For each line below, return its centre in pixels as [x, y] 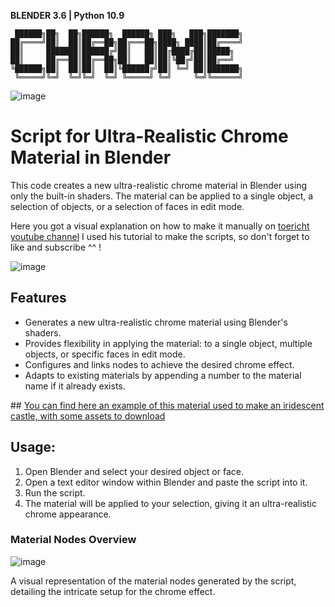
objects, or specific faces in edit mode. [105, 354]
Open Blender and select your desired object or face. [134, 471]
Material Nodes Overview [73, 540]
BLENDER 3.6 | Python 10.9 [67, 15]
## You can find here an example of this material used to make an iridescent [167, 405]
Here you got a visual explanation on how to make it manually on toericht [160, 226]
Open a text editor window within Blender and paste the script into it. [166, 482]
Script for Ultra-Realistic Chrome [149, 136]
